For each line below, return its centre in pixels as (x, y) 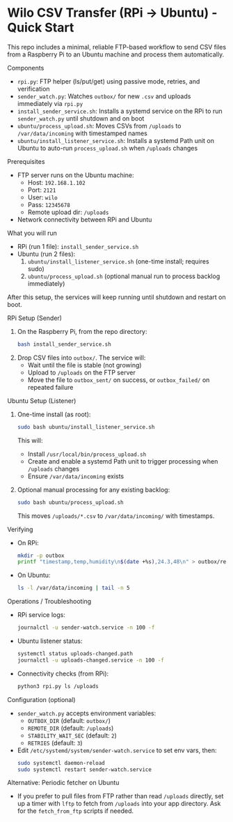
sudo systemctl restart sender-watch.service (84, 769)
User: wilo (42, 197)
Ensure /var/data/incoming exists (75, 476)
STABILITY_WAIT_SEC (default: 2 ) (72, 735)
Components (26, 68)
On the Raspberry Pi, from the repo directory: (82, 331)
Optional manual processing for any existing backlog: (94, 489)
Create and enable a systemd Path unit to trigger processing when (123, 461)
